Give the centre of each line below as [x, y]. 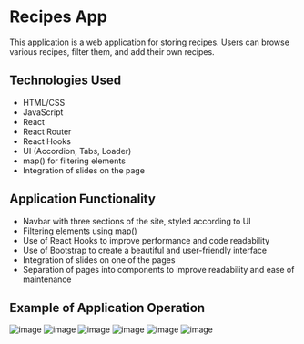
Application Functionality [83, 199]
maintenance [47, 279]
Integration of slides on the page [84, 170]
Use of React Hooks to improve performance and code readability [146, 240]
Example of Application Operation [107, 308]
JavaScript [43, 112]
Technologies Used [65, 81]
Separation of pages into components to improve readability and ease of [158, 269]
